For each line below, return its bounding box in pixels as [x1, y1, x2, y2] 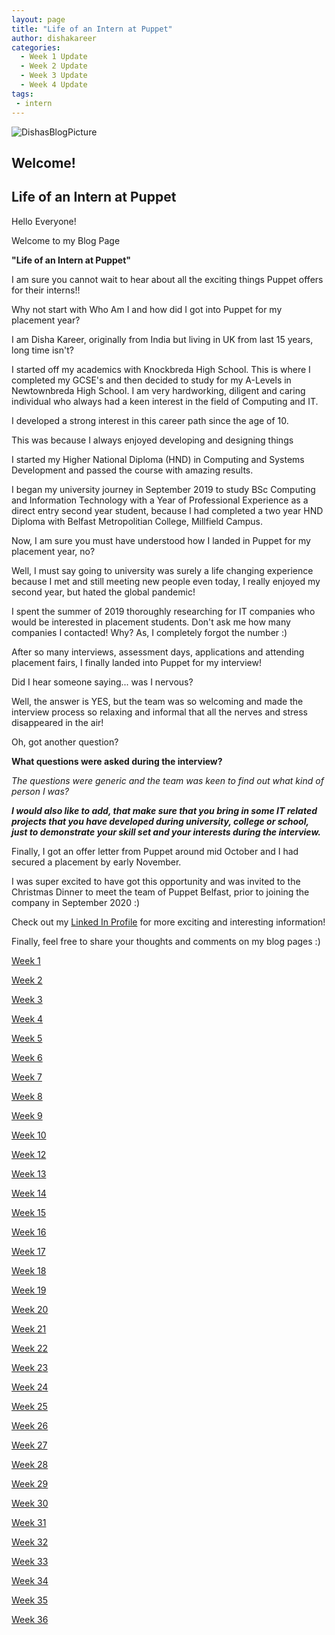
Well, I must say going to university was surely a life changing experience [11, 564, 314, 576]
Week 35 [11, 1594, 48, 1606]
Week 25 [11, 1400, 48, 1412]
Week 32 [11, 1536, 49, 1548]
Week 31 [11, 1516, 47, 1528]
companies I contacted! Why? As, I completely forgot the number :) [11, 626, 288, 638]
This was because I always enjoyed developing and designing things [11, 434, 294, 446]
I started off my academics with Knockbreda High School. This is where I [11, 363, 311, 375]
